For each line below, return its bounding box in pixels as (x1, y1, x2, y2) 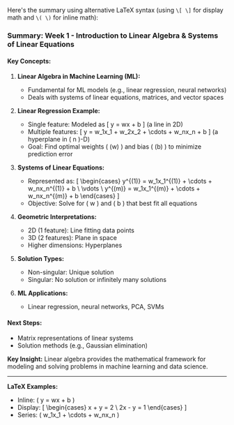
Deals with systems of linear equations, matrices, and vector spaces (27, 94, 224, 102)
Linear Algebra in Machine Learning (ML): (17, 73, 141, 81)
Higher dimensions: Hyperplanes (27, 241, 123, 250)
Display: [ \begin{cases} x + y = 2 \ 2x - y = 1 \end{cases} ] (17, 403, 187, 412)
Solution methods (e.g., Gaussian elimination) (17, 341, 148, 350)
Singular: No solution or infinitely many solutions (27, 276, 167, 284)
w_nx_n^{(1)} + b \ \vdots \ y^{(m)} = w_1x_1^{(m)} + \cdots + (27, 184, 201, 193)
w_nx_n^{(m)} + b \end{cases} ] (27, 192, 120, 200)
